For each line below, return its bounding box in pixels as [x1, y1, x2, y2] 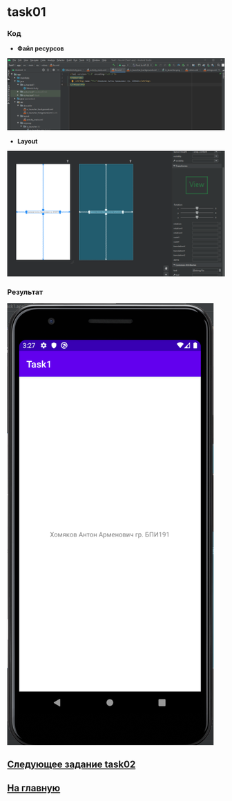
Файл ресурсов [17, 44, 64, 52]
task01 [7, 4, 46, 20]
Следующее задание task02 [7, 759, 136, 771]
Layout [17, 137, 38, 146]
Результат [7, 287, 43, 297]
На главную [7, 782, 61, 794]
